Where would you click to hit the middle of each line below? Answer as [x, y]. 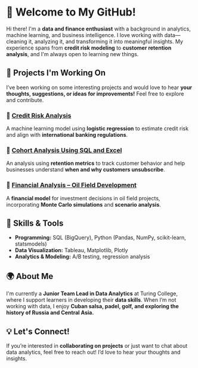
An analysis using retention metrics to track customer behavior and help [96, 163]
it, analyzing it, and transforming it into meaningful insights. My [106, 41]
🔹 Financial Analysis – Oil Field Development [72, 185]
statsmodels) [31, 244]
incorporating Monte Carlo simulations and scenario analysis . [83, 204]
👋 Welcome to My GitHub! [71, 12]
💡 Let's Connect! [38, 331]
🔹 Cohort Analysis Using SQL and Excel [64, 150]
